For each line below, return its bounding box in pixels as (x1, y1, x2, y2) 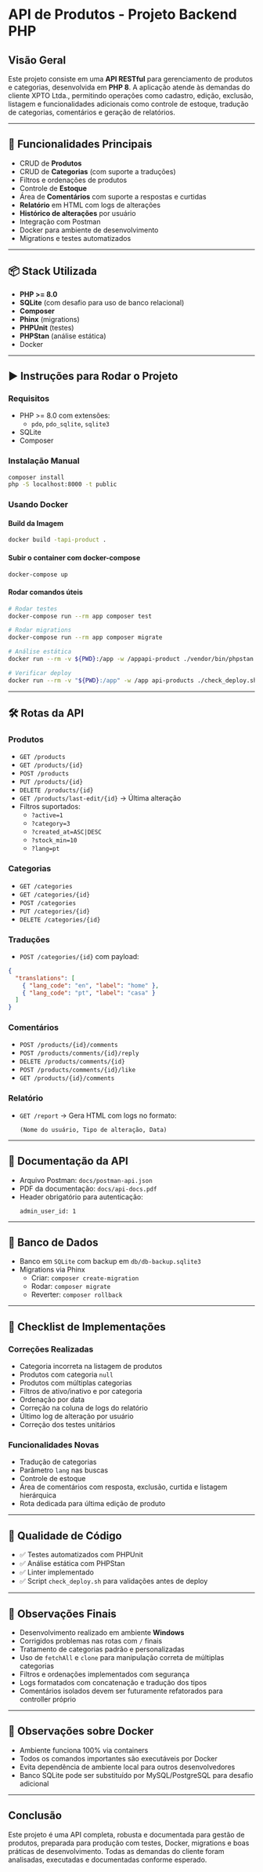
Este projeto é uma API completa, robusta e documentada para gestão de (8, 1830, 245, 1839)
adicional (19, 1779, 49, 1788)
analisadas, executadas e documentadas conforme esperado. (8, 1855, 207, 1864)
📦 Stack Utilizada (8, 265, 98, 278)
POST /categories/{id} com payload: (19, 951, 139, 961)
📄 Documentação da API (8, 1155, 129, 1168)
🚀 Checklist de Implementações (8, 1320, 166, 1334)
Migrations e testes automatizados (19, 233, 131, 243)
